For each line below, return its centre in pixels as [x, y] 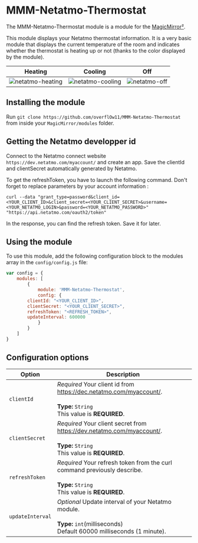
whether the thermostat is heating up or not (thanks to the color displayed [96, 50]
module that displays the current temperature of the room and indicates [93, 44]
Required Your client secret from [102, 423]
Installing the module [46, 103]
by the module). [25, 57]
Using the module [39, 242]
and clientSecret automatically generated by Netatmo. [72, 168]
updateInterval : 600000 [56, 317]
